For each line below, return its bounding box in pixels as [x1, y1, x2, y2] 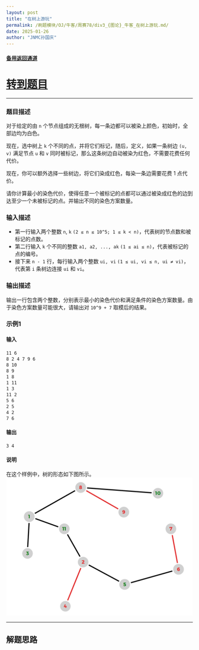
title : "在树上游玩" [6, 15, 52, 22]
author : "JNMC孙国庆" [6, 34, 57, 41]
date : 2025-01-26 [6, 29, 49, 34]
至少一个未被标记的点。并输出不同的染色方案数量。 [11, 197, 136, 204]
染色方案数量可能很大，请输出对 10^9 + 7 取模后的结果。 [11, 304, 150, 311]
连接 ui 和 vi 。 [51, 265, 88, 273]
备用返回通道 [6, 54, 37, 62]
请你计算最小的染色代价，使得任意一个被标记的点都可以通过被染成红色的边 [6, 190, 188, 197]
